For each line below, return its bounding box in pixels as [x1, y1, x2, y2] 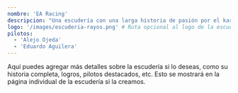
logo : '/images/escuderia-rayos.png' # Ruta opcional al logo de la [7, 23, 214, 30]
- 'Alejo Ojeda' [13, 37, 62, 44]
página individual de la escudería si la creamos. [7, 77, 146, 85]
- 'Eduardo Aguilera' [13, 43, 78, 50]
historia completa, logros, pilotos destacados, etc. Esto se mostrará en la [7, 70, 220, 78]
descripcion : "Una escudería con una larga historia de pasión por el [7, 17, 220, 24]
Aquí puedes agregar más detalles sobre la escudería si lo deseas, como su [7, 63, 228, 70]
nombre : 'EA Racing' [7, 10, 69, 18]
